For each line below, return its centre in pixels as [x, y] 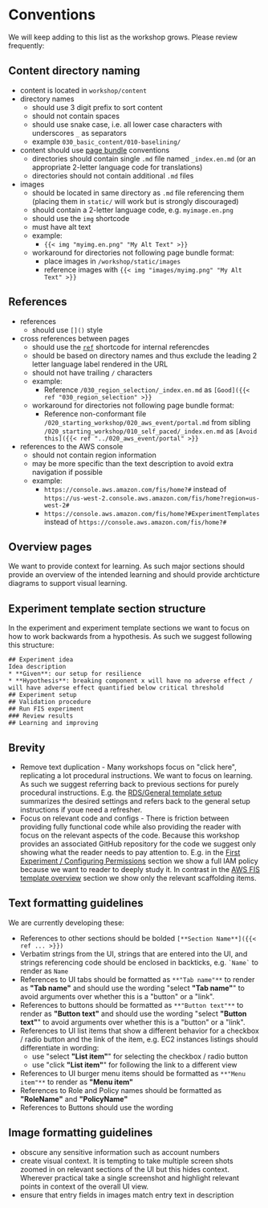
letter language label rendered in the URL [100, 364]
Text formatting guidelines [76, 903]
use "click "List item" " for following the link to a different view [135, 1065]
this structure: [31, 645]
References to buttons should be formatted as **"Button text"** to [132, 1005]
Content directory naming [74, 71]
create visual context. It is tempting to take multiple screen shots [127, 1161]
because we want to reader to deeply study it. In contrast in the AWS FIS [140, 869]
